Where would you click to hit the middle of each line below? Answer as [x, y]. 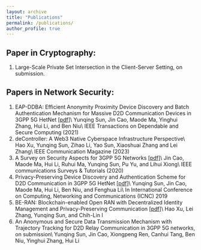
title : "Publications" [34, 17]
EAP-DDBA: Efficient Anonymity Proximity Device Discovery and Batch [102, 107]
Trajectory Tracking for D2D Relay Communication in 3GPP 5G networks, [105, 228]
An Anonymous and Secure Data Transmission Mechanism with [93, 221]
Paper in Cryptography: [51, 52]
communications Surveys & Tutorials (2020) [69, 170]
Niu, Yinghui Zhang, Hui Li [47, 240]
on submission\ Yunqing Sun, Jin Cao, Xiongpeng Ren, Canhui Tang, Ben [105, 234]
